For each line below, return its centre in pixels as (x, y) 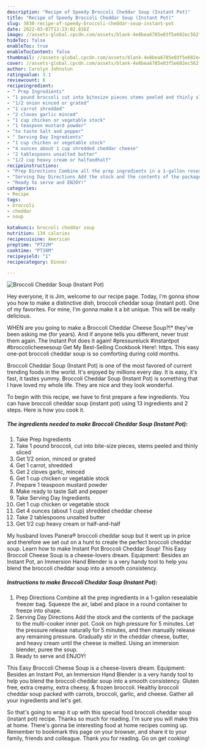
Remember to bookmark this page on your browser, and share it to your (97, 732)
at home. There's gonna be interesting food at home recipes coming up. (97, 725)
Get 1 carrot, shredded (44, 465)
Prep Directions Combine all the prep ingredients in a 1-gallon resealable (107, 598)
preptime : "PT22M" (30, 245)
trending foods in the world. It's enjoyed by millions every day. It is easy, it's (102, 372)
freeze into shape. (39, 611)
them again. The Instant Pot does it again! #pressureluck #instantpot (93, 341)
